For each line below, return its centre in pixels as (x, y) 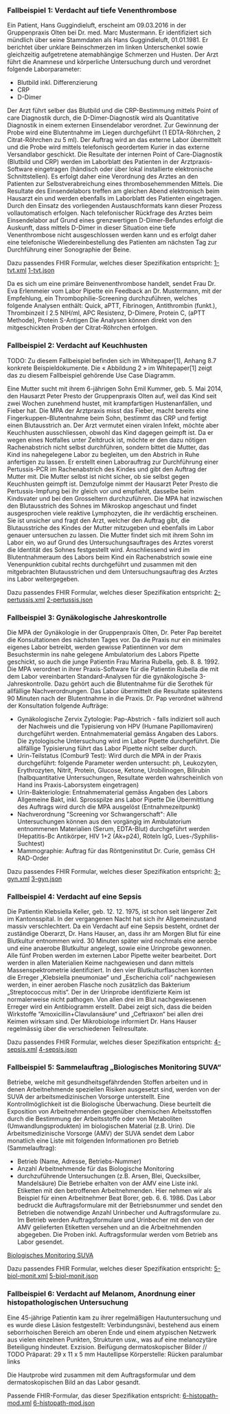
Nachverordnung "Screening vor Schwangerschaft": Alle (97, 814)
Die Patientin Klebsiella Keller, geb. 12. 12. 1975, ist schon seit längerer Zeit (112, 912)
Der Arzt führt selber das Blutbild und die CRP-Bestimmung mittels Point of (113, 111)
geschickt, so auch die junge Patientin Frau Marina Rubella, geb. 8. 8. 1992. (113, 662)
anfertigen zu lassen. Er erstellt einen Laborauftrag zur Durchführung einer (113, 462)
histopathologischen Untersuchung (68, 1302)
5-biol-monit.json (73, 1276)
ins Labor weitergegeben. (43, 579)
